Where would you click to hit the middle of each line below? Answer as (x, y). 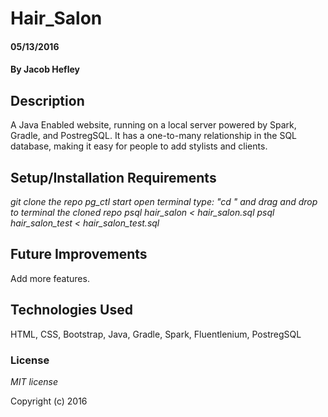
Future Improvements (79, 254)
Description (47, 100)
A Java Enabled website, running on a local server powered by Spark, (153, 125)
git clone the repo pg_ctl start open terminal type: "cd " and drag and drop (164, 201)
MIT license (34, 381)
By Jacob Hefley (45, 69)
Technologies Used (71, 310)
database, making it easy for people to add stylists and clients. (139, 146)
